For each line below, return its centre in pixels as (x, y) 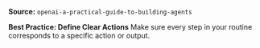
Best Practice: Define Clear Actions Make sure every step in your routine (130, 27)
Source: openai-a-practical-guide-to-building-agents (100, 12)
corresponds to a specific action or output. (79, 36)
